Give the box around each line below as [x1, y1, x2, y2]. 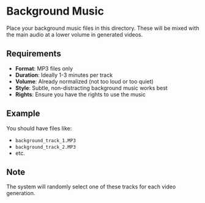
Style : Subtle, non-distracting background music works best [15, 84, 168, 91]
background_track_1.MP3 [15, 137, 76, 144]
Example [6, 109, 40, 119]
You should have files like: [6, 124, 72, 132]
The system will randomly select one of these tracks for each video [6, 183, 176, 190]
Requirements [6, 49, 61, 59]
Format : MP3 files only [15, 65, 73, 72]
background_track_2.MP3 [15, 144, 76, 150]
